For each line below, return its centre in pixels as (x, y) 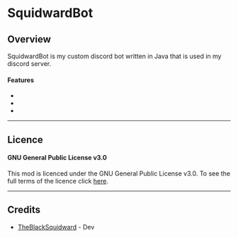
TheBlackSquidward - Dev (56, 227)
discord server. (29, 64)
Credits (24, 210)
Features (21, 80)
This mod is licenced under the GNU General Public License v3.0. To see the (119, 173)
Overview (29, 39)
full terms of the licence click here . (58, 181)
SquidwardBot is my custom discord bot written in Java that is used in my (114, 56)
